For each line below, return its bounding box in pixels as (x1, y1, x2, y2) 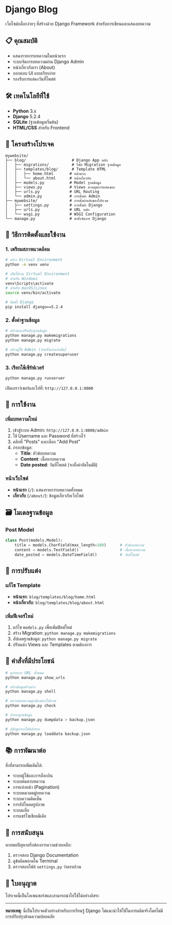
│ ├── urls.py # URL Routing (5, 189, 100, 195)
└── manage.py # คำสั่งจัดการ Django (5, 216, 106, 221)
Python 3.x (12, 108, 37, 114)
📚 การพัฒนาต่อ (5, 746, 46, 754)
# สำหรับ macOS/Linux (5, 286, 47, 291)
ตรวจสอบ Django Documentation (12, 852, 79, 858)
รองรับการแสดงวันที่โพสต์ (12, 75, 56, 82)
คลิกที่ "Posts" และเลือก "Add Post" (12, 439, 81, 445)
